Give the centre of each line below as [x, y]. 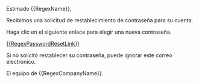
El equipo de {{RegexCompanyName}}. [55, 73]
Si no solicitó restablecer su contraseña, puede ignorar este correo [90, 55]
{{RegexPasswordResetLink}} [43, 44]
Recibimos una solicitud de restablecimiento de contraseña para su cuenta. [100, 20]
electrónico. [21, 62]
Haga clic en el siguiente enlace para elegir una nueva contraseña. [89, 32]
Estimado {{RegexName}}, [39, 9]
